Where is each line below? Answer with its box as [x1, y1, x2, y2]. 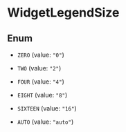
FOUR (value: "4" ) [17, 77, 64, 86]
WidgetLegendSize [7, 5, 120, 21]
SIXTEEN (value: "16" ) [17, 104, 78, 112]
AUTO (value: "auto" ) [17, 117, 74, 126]
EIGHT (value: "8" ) [17, 91, 68, 99]
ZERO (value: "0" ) [17, 50, 64, 59]
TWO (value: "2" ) [17, 64, 62, 72]
